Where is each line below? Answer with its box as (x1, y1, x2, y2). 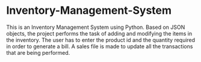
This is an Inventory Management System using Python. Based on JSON (6, 23, 185, 31)
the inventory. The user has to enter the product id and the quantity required (6, 36, 196, 43)
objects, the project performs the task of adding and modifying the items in (6, 29, 193, 37)
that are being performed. (6, 49, 70, 56)
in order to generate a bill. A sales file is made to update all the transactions (6, 43, 193, 50)
